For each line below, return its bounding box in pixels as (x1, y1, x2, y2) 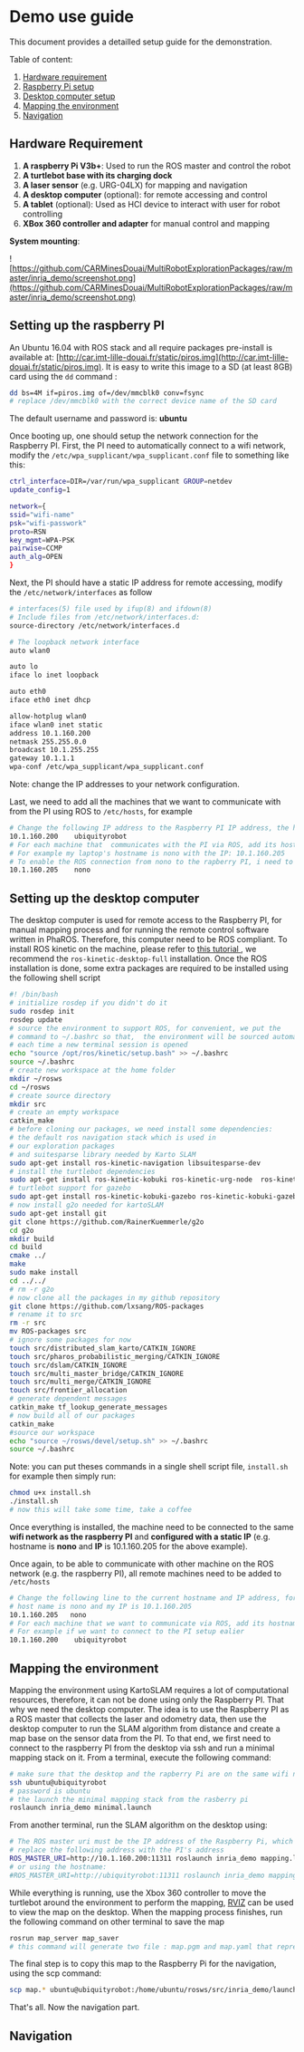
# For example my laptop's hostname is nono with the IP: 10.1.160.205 (9, 849, 285, 858)
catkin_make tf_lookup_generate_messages (9, 1402, 168, 1411)
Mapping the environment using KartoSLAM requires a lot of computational (9, 1684, 290, 1695)
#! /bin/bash (9, 990, 59, 999)
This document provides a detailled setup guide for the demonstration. (9, 36, 273, 47)
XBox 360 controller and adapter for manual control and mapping (22, 217, 270, 228)
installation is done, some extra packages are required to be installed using (9, 963, 290, 974)
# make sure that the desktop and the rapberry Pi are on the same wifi (9, 1769, 290, 1778)
